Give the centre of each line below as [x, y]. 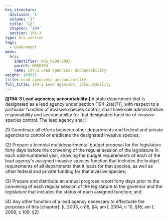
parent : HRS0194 [31, 66]
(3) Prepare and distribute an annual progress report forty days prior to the [82, 181]
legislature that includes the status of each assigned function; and [73, 191]
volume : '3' [22, 19]
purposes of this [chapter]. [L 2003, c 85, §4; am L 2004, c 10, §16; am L [80, 206]
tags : [11, 43]
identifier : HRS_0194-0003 [42, 61]
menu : [11, 52]
